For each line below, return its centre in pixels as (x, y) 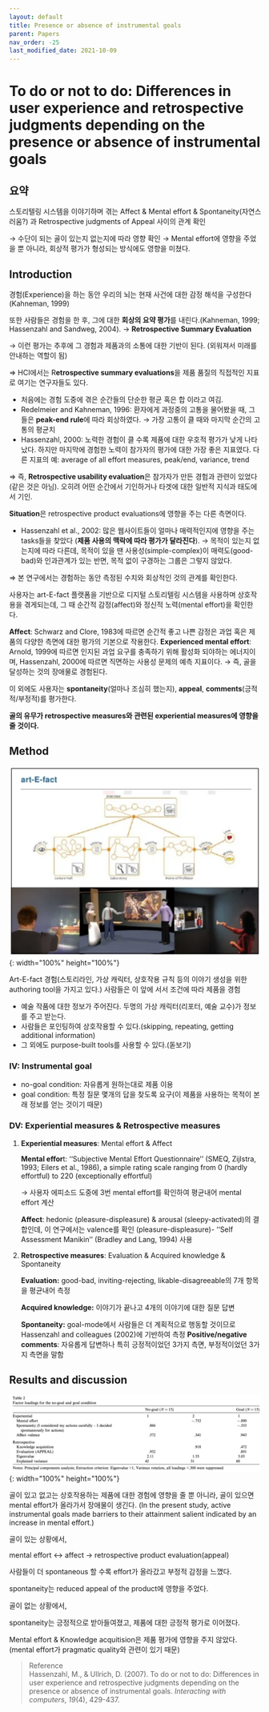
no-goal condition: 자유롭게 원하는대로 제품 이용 (97, 1085)
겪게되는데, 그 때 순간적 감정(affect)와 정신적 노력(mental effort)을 (128, 604)
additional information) (58, 1036)
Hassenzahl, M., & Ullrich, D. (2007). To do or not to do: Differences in (144, 1674)
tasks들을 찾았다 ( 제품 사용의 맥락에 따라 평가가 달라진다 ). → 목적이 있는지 (136, 540)
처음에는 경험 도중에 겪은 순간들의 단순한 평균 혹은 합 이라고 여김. (122, 399)
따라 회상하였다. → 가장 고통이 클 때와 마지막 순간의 (172, 419)
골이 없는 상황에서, (38, 1606)
